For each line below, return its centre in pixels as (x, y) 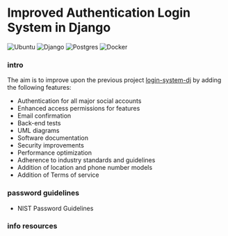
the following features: (39, 88)
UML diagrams (38, 131)
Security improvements (51, 145)
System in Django (59, 27)
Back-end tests (39, 123)
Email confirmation (44, 116)
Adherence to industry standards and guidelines (86, 160)
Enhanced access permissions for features (79, 109)
